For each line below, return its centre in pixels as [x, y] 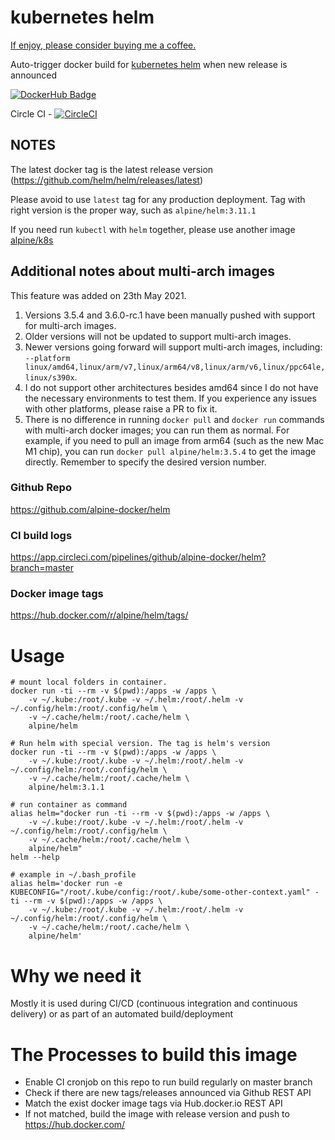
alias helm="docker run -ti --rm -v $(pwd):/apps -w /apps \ [140, 814]
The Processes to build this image [154, 1054]
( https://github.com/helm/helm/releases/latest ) [107, 180]
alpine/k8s [32, 240]
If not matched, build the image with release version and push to [157, 1114]
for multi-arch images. [70, 325]
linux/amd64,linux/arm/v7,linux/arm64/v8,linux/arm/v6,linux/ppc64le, [175, 367]
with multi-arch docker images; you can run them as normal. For [157, 430]
